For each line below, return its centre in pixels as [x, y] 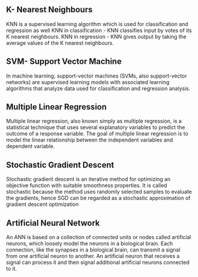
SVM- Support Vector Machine [64, 62]
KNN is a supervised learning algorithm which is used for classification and [97, 24]
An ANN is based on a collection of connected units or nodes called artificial [99, 237]
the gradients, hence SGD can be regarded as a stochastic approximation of [98, 198]
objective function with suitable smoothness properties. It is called [87, 185]
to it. [11, 269]
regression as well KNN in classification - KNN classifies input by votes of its [99, 30]
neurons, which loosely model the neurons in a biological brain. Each [90, 244]
